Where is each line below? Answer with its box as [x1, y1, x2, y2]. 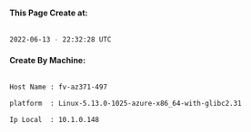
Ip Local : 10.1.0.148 [9, 116, 100, 125]
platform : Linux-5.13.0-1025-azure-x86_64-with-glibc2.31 [9, 99, 243, 108]
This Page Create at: [9, 7, 88, 18]
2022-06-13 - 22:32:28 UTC [9, 35, 112, 44]
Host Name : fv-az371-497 [9, 82, 107, 92]
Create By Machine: [9, 54, 86, 65]
